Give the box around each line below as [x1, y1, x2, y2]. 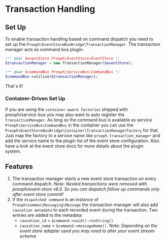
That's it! [5, 83, 23, 89]
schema [19, 233, 36, 239]
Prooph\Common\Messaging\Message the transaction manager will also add [12, 202, 159, 208]
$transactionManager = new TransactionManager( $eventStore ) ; [5, 61, 133, 65]
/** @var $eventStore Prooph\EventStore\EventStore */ [5, 56, 120, 61]
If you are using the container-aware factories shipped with [5, 106, 128, 112]
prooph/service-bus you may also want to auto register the [5, 112, 125, 118]
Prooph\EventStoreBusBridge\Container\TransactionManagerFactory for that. [5, 127, 159, 133]
